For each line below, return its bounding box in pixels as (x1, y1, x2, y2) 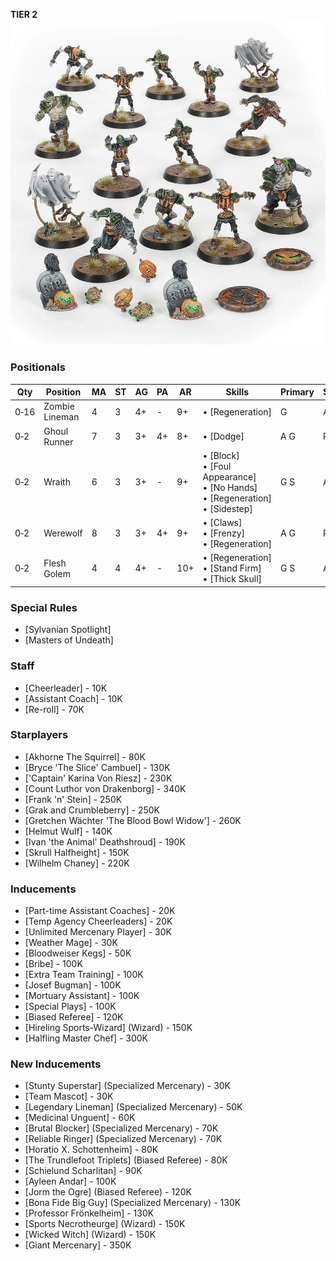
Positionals (10, 360, 66, 374)
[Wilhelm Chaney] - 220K (24, 857, 130, 869)
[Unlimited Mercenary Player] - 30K (24, 926, 172, 938)
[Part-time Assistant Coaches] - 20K (24, 905, 176, 917)
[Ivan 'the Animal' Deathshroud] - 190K (24, 835, 186, 848)
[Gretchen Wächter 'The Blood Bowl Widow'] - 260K (24, 814, 242, 826)
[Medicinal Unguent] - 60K (24, 1112, 136, 1124)
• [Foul (202, 460, 232, 472)
